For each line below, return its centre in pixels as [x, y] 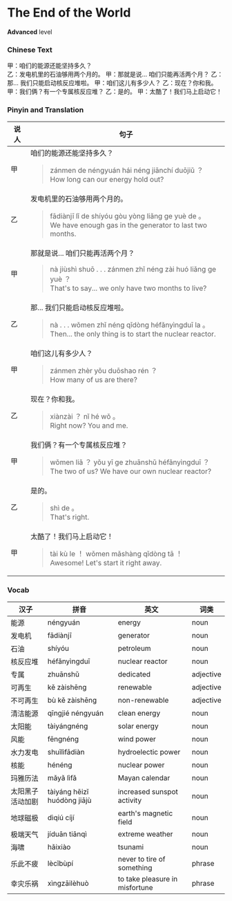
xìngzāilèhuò [68, 883]
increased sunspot [148, 791]
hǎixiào [59, 846]
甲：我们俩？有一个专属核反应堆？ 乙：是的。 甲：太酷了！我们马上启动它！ [115, 92]
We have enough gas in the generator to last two [128, 225]
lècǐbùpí [60, 863]
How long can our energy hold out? [107, 179]
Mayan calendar [144, 777]
